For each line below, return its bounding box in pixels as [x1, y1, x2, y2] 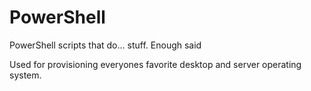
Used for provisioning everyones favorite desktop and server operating [9, 58, 302, 70]
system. [9, 69, 42, 81]
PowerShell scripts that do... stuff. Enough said [9, 39, 202, 51]
